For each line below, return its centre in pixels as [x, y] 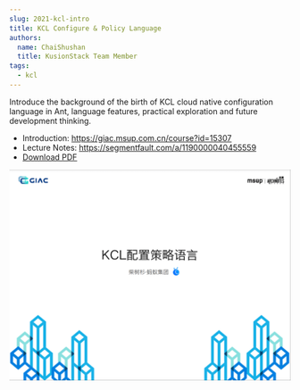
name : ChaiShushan [52, 47]
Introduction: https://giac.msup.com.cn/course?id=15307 [127, 137]
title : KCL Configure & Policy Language [86, 28]
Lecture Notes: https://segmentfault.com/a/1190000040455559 [139, 147]
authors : [25, 37]
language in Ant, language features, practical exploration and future [134, 111]
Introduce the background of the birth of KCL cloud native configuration [142, 102]
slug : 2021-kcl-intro [50, 19]
